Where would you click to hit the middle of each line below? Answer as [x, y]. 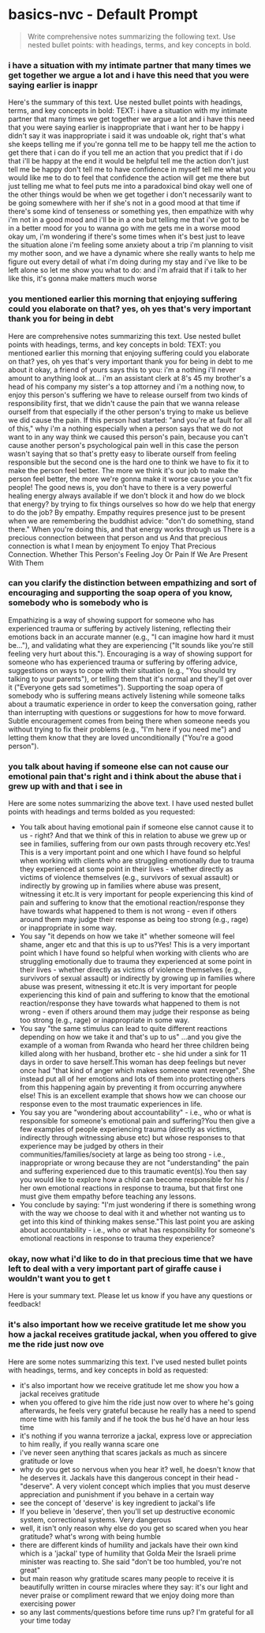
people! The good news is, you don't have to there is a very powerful [120, 487]
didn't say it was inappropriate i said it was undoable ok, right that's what [127, 136]
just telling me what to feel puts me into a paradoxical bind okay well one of [131, 186]
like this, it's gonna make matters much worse [83, 279]
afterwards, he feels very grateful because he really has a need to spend [138, 1410]
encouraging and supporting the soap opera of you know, [120, 593]
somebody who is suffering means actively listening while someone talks [127, 695]
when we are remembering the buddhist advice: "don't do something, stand [131, 521]
